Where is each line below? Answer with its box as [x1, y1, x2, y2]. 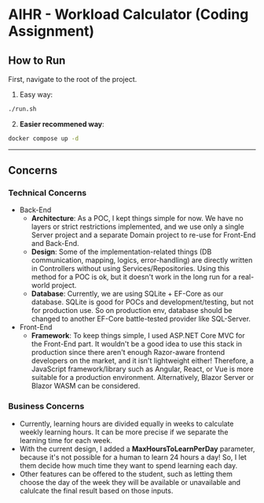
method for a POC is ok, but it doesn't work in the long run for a [31, 272, 237, 281]
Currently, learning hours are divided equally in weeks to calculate [19, 419, 234, 428]
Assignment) [8, 22, 95, 40]
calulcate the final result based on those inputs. [19, 486, 174, 495]
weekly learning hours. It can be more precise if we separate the [19, 427, 229, 437]
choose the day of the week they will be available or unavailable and [19, 477, 241, 486]
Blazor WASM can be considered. [31, 381, 141, 391]
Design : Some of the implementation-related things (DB [31, 247, 212, 257]
